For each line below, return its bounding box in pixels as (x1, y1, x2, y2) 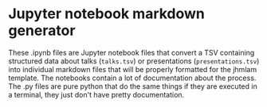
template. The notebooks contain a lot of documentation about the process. (8, 73, 257, 82)
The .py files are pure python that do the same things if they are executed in (8, 81, 257, 91)
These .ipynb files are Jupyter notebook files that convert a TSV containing (8, 48, 255, 57)
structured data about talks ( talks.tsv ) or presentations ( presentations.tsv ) (8, 56, 260, 66)
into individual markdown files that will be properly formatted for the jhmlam (8, 64, 257, 74)
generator (8, 21, 76, 40)
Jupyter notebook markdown (8, 5, 206, 23)
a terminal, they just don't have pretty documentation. (8, 90, 185, 99)
